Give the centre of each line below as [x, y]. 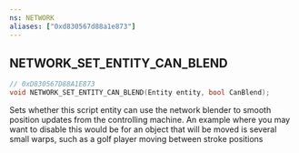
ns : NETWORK [32, 18]
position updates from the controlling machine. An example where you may [150, 120]
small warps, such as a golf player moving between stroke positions [136, 139]
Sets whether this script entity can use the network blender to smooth [140, 110]
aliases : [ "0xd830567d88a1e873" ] [73, 26]
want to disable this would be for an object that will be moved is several [143, 129]
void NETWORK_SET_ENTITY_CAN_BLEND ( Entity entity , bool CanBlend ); [140, 93]
